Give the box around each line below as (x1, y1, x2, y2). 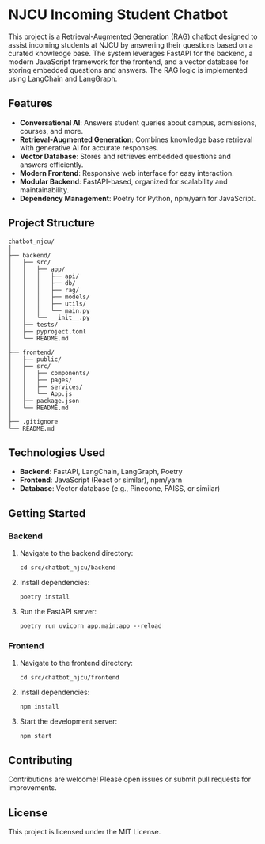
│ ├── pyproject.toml (8, 327, 87, 336)
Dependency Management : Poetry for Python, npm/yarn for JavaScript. (19, 193, 256, 203)
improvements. (8, 783, 57, 793)
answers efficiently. (19, 160, 84, 169)
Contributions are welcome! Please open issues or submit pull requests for (8, 774, 252, 785)
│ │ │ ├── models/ (8, 293, 90, 301)
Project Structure (8, 216, 95, 230)
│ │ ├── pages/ (8, 376, 73, 384)
